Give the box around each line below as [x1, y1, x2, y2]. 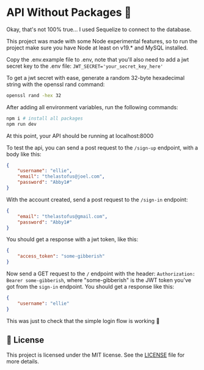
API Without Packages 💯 [6, 5, 132, 20]
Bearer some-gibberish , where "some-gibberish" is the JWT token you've [6, 277, 191, 284]
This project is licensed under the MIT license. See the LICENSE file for [6, 351, 185, 358]
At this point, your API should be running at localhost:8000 [6, 132, 154, 139]
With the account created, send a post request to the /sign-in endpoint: [6, 195, 188, 203]
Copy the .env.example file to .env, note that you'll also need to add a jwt [6, 56, 189, 63]
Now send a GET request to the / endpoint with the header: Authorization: [6, 270, 195, 277]
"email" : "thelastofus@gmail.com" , [17, 213, 108, 219]
